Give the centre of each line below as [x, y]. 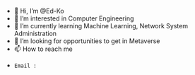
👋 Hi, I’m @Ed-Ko [39, 11]
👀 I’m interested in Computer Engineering [74, 18]
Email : [25, 66]
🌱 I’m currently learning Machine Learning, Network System [101, 26]
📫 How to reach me [43, 49]
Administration [35, 33]
